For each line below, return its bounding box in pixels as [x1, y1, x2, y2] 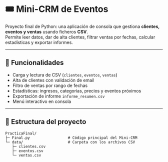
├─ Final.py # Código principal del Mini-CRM [5, 135, 137, 140]
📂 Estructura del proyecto [5, 117, 86, 126]
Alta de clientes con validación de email [12, 77, 94, 83]
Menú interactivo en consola [12, 98, 71, 104]
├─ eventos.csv [11, 148, 43, 153]
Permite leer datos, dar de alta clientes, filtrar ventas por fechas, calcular [5, 34, 155, 40]
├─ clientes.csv [11, 144, 46, 149]
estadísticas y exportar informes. [5, 39, 73, 45]
